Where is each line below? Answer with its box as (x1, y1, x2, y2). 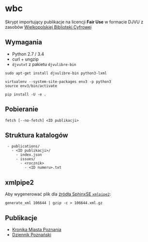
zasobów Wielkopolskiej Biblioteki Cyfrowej (5, 24, 92, 30)
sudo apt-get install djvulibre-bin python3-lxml (5, 71, 107, 76)
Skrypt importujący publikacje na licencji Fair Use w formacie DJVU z (5, 19, 144, 25)
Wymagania (5, 38, 43, 47)
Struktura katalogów (5, 131, 69, 139)
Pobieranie (5, 105, 39, 113)
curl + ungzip (12, 56, 39, 62)
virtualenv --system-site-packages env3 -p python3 (5, 79, 111, 84)
